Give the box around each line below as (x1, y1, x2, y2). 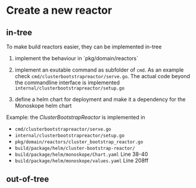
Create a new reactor (6, 4, 112, 17)
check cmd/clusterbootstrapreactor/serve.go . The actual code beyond (14, 73, 191, 79)
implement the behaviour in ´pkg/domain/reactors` (14, 55, 139, 61)
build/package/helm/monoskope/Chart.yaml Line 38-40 (14, 150, 148, 158)
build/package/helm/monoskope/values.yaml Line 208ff (14, 157, 149, 164)
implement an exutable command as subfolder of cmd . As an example (14, 66, 184, 73)
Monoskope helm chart (14, 102, 72, 109)
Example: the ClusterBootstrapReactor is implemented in (6, 114, 145, 121)
